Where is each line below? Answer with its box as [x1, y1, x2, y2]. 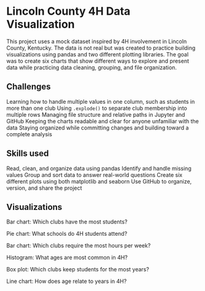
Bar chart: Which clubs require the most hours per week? [6, 242, 151, 249]
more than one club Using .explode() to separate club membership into [6, 104, 187, 112]
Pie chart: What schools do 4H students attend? [6, 230, 128, 238]
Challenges [6, 82, 51, 92]
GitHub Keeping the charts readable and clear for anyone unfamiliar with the [6, 117, 199, 125]
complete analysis [6, 130, 52, 138]
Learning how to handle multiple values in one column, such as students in [6, 98, 195, 105]
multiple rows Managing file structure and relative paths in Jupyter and [6, 111, 185, 118]
